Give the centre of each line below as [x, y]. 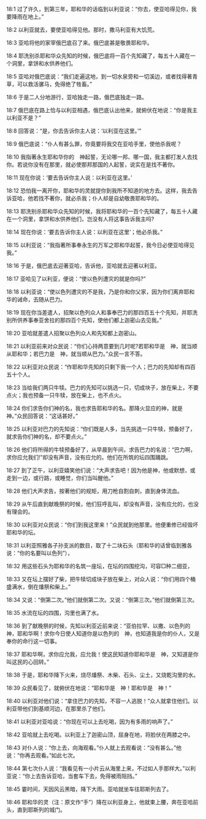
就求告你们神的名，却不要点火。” [47, 436]
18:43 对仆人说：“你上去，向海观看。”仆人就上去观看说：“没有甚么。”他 [94, 748]
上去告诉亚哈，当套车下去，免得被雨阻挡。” [84, 776]
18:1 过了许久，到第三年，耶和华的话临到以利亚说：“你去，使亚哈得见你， [99, 9]
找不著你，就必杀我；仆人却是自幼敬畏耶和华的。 [100, 198]
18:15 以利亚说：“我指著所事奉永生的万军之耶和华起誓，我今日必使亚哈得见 [101, 245]
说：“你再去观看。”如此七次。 [42, 755]
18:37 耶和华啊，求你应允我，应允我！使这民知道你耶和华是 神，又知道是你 [102, 654]
